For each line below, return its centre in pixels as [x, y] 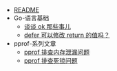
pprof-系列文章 [35, 43]
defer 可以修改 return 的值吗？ [67, 35]
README [26, 10]
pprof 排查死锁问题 [51, 60]
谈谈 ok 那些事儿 [47, 26]
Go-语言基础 [31, 18]
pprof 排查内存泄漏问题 [57, 52]
